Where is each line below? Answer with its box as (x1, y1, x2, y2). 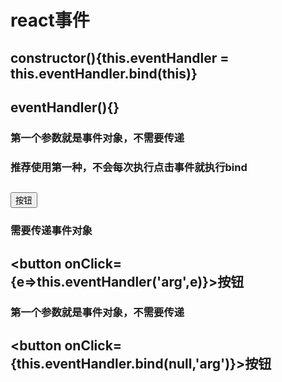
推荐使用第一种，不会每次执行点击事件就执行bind (10, 160, 248, 174)
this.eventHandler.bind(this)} (10, 65, 198, 82)
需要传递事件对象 (10, 224, 93, 238)
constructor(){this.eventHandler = (10, 49, 230, 66)
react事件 (10, 9, 90, 32)
